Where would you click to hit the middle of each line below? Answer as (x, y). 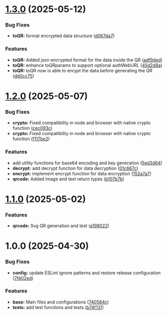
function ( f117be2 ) (31, 139)
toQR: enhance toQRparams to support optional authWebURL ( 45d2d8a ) (87, 65)
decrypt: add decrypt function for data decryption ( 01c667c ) (75, 168)
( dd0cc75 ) (23, 76)
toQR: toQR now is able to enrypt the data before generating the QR (82, 70)
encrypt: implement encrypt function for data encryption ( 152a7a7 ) (82, 173)
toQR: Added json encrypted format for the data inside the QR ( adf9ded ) (88, 60)
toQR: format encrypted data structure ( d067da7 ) (63, 36)
